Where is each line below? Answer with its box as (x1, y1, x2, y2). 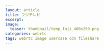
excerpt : (5, 17, 24, 22)
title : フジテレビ (5, 12, 41, 17)
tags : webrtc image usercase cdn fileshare (5, 36, 99, 41)
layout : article (5, 7, 40, 13)
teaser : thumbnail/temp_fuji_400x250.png (10, 27, 99, 32)
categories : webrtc (5, 31, 47, 36)
